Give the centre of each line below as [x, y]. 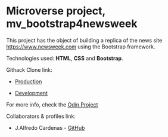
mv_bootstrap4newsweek [72, 24]
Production [28, 81]
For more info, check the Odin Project [52, 104]
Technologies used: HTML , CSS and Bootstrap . [65, 58]
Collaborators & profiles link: [41, 116]
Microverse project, [56, 11]
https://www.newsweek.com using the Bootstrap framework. [81, 47]
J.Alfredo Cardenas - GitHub [50, 127]
